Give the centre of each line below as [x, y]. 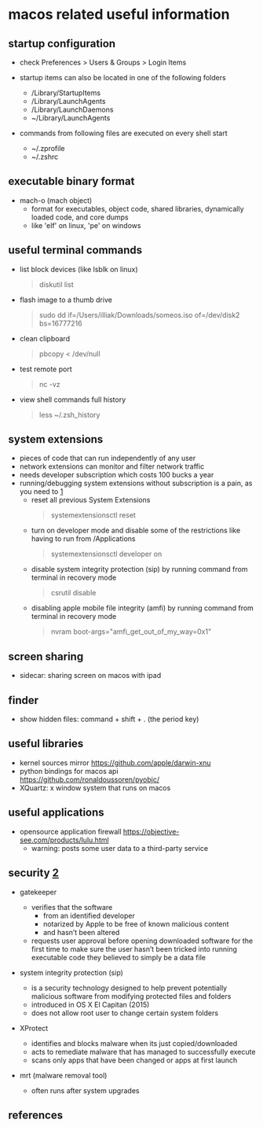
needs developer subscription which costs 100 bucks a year [117, 475]
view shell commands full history [73, 400]
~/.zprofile [48, 148]
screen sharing [46, 656]
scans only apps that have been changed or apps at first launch [134, 1060]
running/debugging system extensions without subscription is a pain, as [136, 483]
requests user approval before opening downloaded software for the [142, 941]
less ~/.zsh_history [69, 414]
